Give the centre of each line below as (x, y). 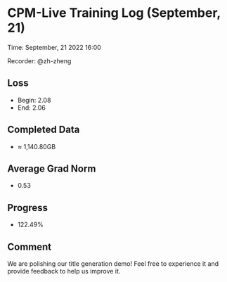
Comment (30, 246)
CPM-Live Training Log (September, (114, 13)
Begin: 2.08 (34, 100)
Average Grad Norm (52, 168)
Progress (27, 208)
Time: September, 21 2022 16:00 (54, 47)
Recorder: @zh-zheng (39, 60)
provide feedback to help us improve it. (64, 271)
